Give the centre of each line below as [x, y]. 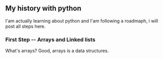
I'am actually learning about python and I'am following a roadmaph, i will [82, 21]
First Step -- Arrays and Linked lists [50, 40]
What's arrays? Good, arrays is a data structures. [57, 51]
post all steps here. [26, 26]
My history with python [43, 8]
